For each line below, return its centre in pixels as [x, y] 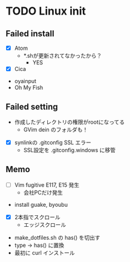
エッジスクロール [45, 224]
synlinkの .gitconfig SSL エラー [53, 142]
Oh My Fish [29, 88]
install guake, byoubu [41, 204]
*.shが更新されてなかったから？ [63, 56]
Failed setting [32, 106]
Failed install [30, 34]
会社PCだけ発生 [43, 192]
